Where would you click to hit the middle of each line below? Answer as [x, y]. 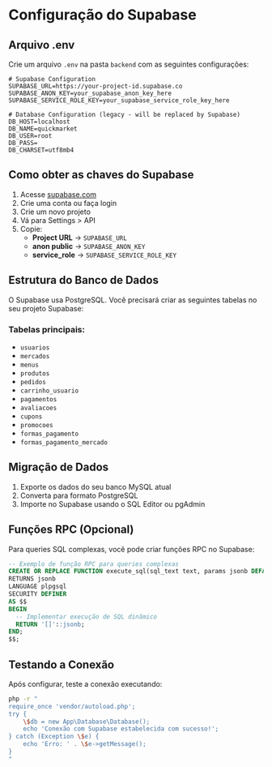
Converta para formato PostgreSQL [79, 495]
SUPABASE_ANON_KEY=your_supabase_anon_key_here [90, 93]
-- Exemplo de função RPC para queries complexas [94, 564]
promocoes [37, 425]
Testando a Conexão [62, 664]
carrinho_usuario [49, 391]
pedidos [33, 382]
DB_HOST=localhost [39, 122]
